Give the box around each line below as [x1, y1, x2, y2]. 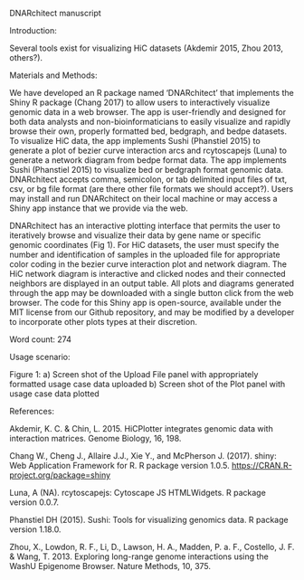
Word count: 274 [9, 334, 72, 345]
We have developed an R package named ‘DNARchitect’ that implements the [9, 88, 294, 98]
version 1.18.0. [9, 524, 62, 535]
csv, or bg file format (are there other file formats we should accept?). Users [9, 184, 294, 194]
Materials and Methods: [9, 70, 98, 81]
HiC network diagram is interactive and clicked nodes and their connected [9, 269, 287, 279]
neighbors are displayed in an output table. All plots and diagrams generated [9, 278, 295, 289]
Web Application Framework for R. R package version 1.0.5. [9, 461, 230, 471]
